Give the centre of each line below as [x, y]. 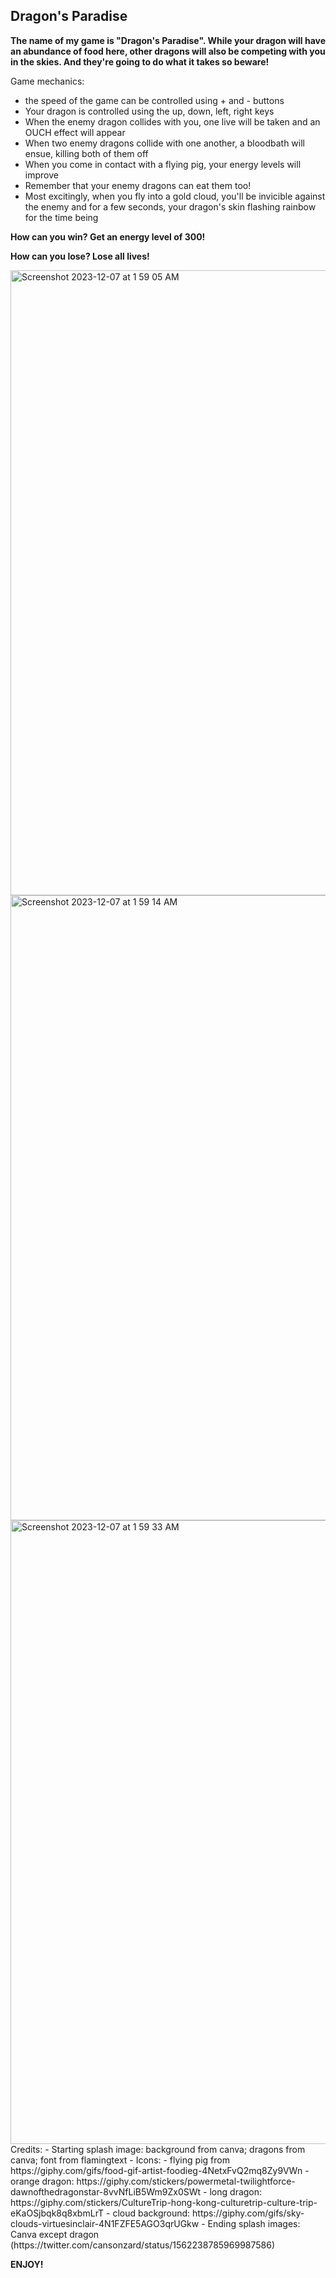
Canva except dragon [55, 2234]
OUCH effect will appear [75, 132]
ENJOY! [27, 2264]
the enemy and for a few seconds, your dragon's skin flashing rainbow [170, 206]
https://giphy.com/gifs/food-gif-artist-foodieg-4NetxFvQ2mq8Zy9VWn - [160, 2170]
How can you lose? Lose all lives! [80, 256]
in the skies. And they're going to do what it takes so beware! [140, 61]
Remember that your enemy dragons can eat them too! [138, 185]
